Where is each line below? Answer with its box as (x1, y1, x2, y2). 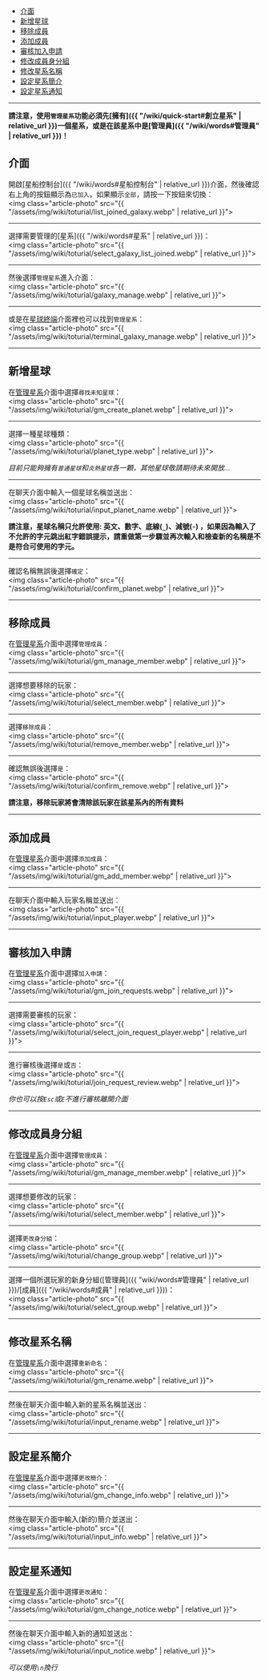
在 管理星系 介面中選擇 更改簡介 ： (8, 1472, 110, 1482)
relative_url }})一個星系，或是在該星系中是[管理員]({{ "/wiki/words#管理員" (8, 121, 260, 130)
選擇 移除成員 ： (8, 722, 54, 732)
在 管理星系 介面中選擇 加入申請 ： (8, 968, 110, 979)
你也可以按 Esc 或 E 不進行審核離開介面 (8, 1094, 128, 1104)
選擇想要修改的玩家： (8, 1192, 78, 1201)
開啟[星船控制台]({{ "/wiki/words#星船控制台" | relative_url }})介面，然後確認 (8, 179, 259, 189)
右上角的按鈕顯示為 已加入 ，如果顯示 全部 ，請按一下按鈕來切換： (8, 189, 214, 199)
